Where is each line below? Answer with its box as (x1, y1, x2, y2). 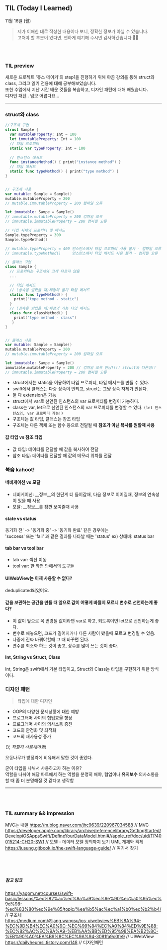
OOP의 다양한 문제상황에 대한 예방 (12, 708, 80, 715)
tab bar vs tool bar (5, 545, 44, 551)
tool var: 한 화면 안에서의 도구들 (12, 563, 75, 569)
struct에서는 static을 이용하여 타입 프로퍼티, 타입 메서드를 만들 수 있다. (12, 379, 150, 385)
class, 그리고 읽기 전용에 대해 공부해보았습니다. (5, 81, 97, 86)
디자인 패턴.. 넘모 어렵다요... (5, 93, 60, 99)
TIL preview (5, 62, 34, 69)
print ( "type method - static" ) (14, 297, 79, 302)
